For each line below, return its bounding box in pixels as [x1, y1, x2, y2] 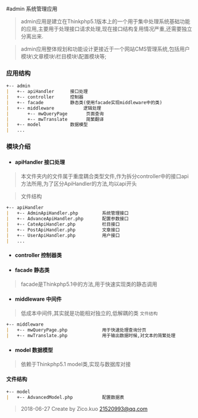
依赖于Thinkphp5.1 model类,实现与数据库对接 [20, 361, 131, 368]
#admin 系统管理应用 [6, 5, 58, 12]
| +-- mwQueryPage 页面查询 [6, 111, 104, 117]
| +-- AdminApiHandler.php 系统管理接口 [6, 210, 129, 216]
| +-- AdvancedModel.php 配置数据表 [6, 395, 125, 401]
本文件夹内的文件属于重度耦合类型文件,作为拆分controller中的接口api [20, 173, 189, 180]
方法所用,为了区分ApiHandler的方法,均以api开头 [20, 180, 137, 188]
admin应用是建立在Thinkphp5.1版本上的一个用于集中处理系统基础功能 [20, 18, 190, 25]
